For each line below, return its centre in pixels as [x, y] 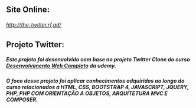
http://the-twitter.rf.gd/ [34, 24]
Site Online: [28, 10]
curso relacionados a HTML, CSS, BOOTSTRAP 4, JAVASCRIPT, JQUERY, [97, 87]
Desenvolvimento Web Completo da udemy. [61, 66]
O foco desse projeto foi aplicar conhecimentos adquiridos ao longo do [95, 81]
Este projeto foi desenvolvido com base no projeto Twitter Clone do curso [98, 60]
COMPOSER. [22, 99]
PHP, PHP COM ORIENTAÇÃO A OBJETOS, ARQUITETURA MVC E [87, 93]
